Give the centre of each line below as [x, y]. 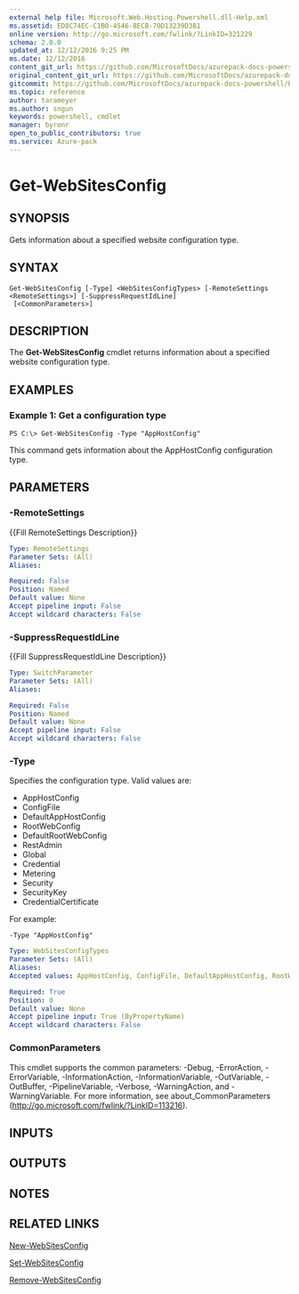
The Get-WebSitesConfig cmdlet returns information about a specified [139, 352]
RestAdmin [42, 845]
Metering [39, 874]
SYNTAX [34, 268]
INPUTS [31, 1132]
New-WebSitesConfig [49, 1245]
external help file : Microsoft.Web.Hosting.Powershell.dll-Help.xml [139, 17]
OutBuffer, [28, 1086]
